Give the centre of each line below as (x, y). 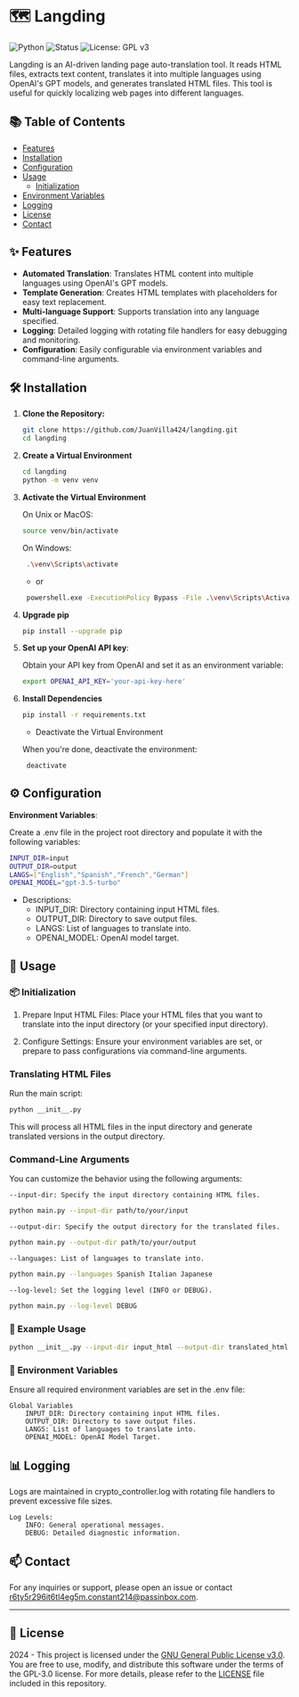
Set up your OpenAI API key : (75, 648)
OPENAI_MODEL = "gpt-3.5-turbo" (65, 883)
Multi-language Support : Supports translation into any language (141, 311)
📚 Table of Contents (68, 122)
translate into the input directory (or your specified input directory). (145, 1024)
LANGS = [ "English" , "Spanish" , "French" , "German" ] (99, 874)
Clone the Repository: (63, 414)
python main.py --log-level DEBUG (73, 1306)
